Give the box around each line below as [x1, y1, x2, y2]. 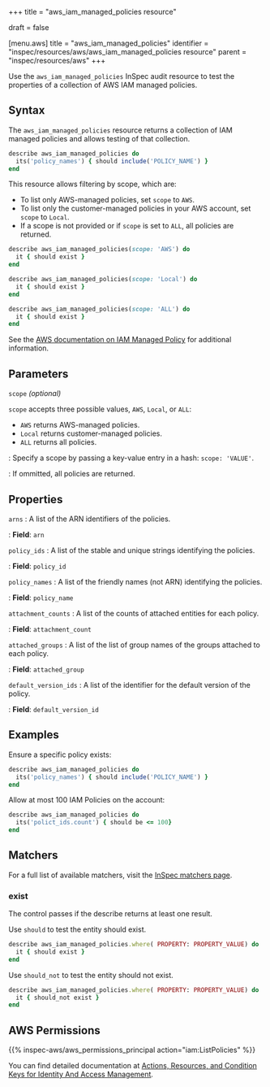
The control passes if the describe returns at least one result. [8, 909, 213, 919]
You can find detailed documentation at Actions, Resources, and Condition [8, 1061, 258, 1071]
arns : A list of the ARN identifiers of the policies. [8, 514, 171, 524]
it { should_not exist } [15, 994, 100, 1002]
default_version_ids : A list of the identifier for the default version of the [8, 680, 251, 689]
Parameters [8, 367, 69, 380]
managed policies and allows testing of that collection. [8, 133, 191, 143]
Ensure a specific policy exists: [8, 750, 112, 759]
